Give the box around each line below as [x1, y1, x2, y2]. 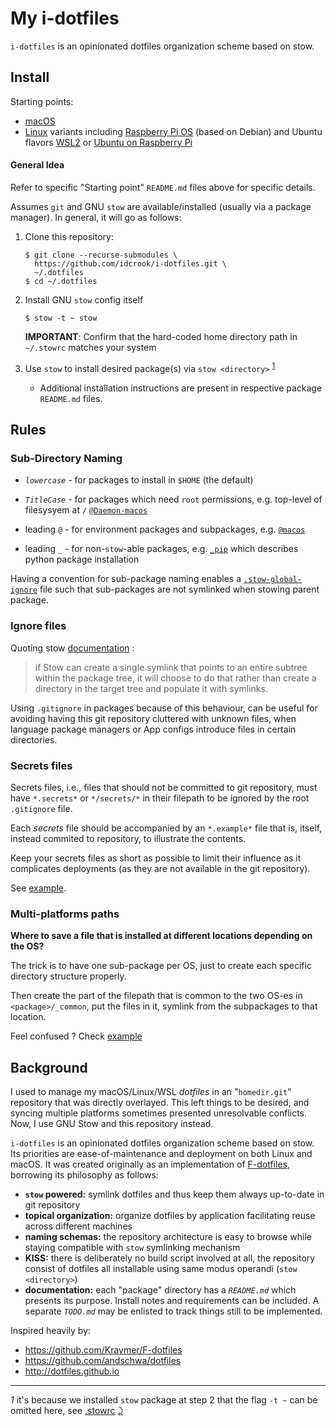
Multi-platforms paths [10, 907, 120, 921]
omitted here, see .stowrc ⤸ [10, 1405, 123, 1416]
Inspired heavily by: [10, 1325, 92, 1336]
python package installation [24, 553, 140, 566]
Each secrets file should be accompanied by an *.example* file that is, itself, [10, 822, 323, 834]
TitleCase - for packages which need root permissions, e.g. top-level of [24, 493, 323, 506]
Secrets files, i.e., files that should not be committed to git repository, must [10, 781, 318, 793]
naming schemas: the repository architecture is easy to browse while [24, 1231, 313, 1242]
